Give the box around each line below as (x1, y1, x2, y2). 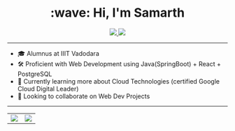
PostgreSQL (17, 70, 52, 78)
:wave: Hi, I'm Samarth (50, 5, 185, 21)
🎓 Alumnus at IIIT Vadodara (17, 49, 100, 57)
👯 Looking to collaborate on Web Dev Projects (17, 92, 150, 100)
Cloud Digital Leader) (17, 84, 79, 93)
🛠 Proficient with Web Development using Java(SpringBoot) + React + (17, 59, 222, 68)
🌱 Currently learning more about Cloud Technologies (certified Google (17, 77, 220, 85)
